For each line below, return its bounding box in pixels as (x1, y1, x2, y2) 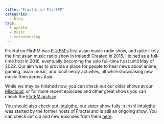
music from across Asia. (5, 74, 54, 80)
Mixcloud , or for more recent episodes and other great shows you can (5, 88, 146, 94)
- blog (9, 16, 23, 21)
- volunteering (9, 35, 41, 40)
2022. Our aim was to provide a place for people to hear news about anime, (5, 63, 158, 69)
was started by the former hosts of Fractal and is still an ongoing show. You (5, 108, 157, 114)
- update (9, 25, 27, 30)
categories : (5, 12, 29, 17)
